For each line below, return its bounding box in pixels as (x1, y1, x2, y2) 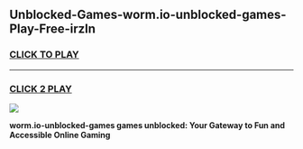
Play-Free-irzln (9, 22, 96, 37)
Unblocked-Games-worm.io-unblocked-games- (9, 7, 287, 23)
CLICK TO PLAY (9, 49, 79, 61)
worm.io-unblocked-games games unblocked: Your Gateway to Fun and (9, 119, 286, 130)
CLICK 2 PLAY (9, 82, 72, 95)
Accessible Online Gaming (9, 129, 111, 140)
